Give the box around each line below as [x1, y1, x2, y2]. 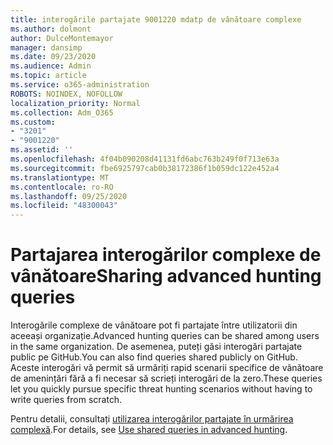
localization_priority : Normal [10, 98, 141, 108]
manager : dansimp [10, 42, 83, 53]
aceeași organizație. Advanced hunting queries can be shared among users [10, 330, 320, 342]
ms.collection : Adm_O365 [10, 107, 114, 118]
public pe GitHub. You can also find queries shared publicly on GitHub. [10, 351, 298, 363]
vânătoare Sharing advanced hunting [10, 265, 322, 288]
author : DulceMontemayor [10, 33, 114, 43]
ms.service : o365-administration [10, 80, 150, 90]
